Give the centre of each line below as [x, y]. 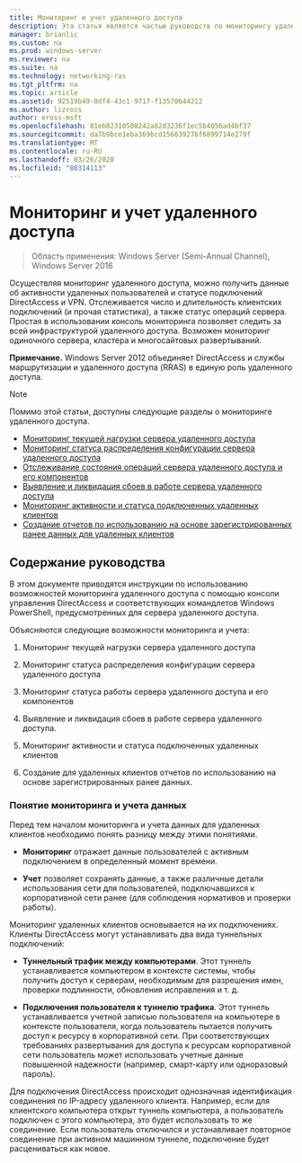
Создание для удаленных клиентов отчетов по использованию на [149, 772]
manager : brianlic [44, 34]
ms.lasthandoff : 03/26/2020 [62, 159]
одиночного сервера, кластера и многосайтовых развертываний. [136, 340]
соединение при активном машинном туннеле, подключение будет [139, 1139]
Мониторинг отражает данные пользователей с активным [135, 852]
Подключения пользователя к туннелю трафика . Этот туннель [146, 1008]
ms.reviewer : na [40, 59]
